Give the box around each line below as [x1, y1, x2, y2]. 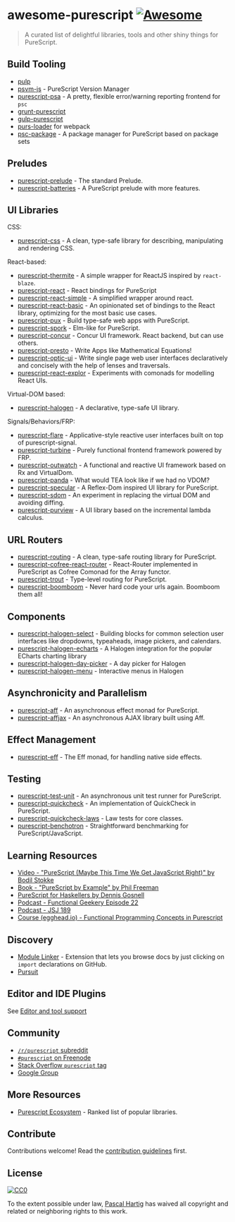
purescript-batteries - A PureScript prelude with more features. [17, 183, 201, 192]
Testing [7, 773, 42, 785]
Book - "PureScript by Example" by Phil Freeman [17, 883, 159, 892]
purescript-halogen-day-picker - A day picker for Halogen [17, 660, 186, 667]
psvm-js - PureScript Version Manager [17, 85, 130, 93]
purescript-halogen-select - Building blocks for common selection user [17, 629, 224, 638]
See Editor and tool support [7, 1006, 87, 1015]
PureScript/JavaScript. [17, 829, 83, 837]
